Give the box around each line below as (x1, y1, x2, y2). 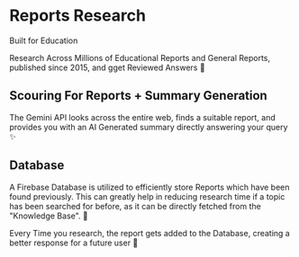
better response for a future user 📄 (9, 237, 139, 248)
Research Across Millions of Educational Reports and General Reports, (9, 52, 271, 63)
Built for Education (9, 35, 78, 46)
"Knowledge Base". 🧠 (9, 210, 88, 221)
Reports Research (9, 5, 147, 26)
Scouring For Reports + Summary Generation (9, 88, 267, 103)
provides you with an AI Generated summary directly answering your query (9, 121, 288, 132)
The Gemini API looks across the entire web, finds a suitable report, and (9, 111, 276, 122)
